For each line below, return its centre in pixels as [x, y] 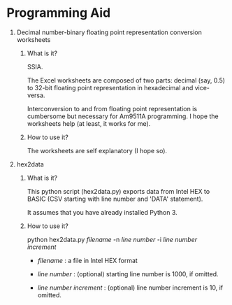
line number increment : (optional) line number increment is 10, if [130, 288]
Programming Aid [59, 13]
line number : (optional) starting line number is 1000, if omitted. [128, 274]
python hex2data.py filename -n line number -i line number [112, 239]
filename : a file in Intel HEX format [87, 260]
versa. [36, 95]
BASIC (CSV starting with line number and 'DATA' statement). [115, 199]
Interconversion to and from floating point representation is [112, 108]
